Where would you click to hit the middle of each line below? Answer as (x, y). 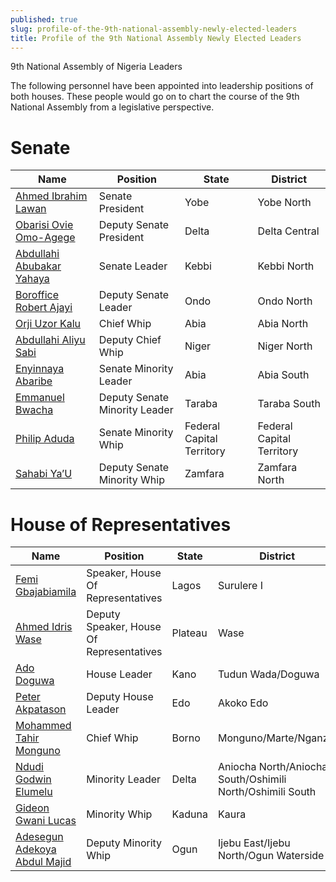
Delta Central (288, 231)
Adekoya (36, 849)
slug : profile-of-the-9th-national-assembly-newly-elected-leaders (154, 29)
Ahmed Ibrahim (51, 196)
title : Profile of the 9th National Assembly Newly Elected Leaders (156, 38)
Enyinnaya (40, 369)
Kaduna (189, 814)
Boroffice (37, 295)
